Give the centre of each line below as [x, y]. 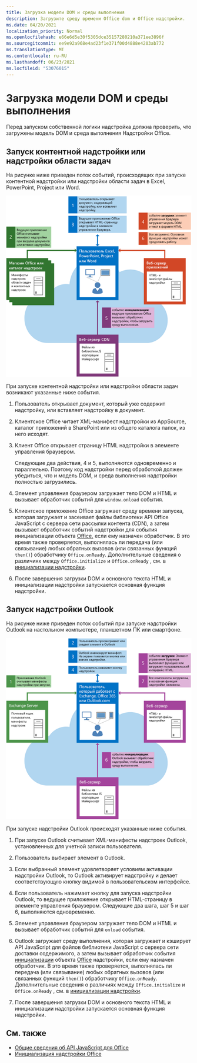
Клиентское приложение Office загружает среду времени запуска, [99, 511]
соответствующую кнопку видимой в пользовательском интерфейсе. [103, 881]
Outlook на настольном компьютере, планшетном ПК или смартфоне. [94, 630]
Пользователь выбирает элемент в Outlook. [70, 858]
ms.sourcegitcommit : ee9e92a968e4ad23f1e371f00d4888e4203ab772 [85, 44]
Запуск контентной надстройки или [76, 152]
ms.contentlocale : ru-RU [36, 56]
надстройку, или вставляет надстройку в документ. [80, 410]
